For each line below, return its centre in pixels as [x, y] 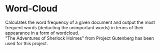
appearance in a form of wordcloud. [42, 33]
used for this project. [27, 43]
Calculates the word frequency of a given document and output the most [80, 22]
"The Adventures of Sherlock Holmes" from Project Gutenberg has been [79, 38]
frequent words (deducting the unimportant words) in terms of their [74, 27]
